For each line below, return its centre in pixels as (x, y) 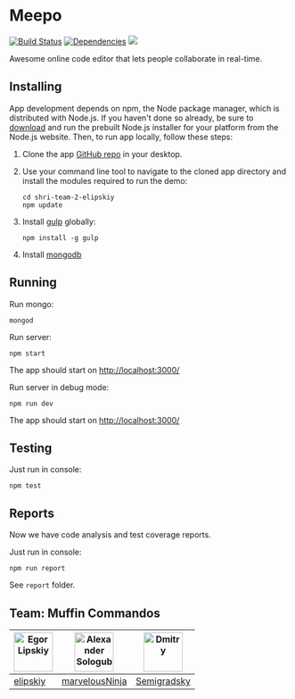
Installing (36, 87)
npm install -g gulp (60, 237)
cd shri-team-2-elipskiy (68, 197)
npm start (28, 354)
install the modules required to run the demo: (105, 180)
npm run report (37, 569)
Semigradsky (163, 681)
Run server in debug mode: (59, 387)
